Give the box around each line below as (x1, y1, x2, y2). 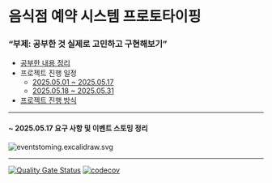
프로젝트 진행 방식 (19, 96, 77, 105)
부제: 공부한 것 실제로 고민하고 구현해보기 (12, 38, 164, 49)
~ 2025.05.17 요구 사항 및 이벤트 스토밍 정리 (8, 123, 148, 134)
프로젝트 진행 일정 (19, 68, 77, 78)
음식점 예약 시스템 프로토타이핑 (8, 7, 202, 26)
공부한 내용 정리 (19, 58, 70, 68)
